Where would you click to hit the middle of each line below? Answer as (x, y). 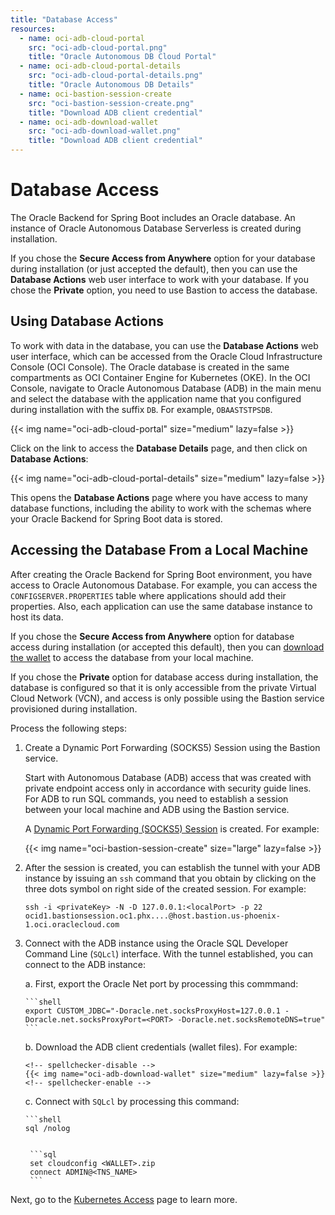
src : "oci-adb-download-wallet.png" (105, 131)
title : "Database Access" (64, 19)
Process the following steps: (68, 728)
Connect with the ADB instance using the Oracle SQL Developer (156, 943)
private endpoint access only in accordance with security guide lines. (168, 788)
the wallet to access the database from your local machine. (132, 657)
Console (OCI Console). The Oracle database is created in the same (150, 367)
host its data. (37, 617)
